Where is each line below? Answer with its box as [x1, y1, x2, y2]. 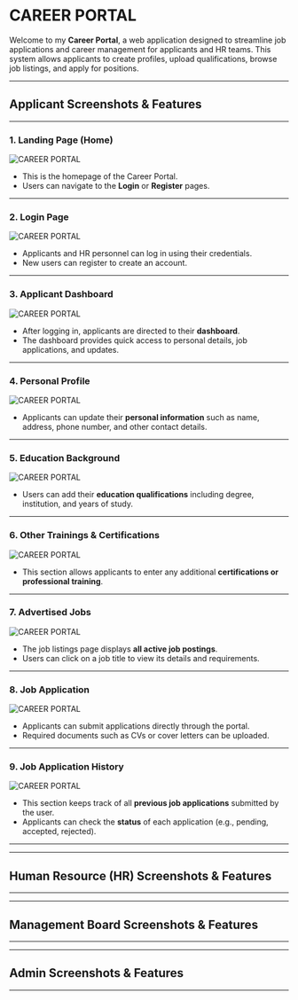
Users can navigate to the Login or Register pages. [21, 181, 210, 191]
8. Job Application [9, 684, 90, 696]
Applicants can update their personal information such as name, [21, 411, 260, 422]
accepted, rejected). [21, 826, 97, 837]
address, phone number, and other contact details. [21, 421, 208, 432]
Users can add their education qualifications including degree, [21, 489, 255, 500]
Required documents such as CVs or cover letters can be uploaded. [21, 730, 270, 741]
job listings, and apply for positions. [9, 63, 139, 74]
